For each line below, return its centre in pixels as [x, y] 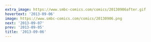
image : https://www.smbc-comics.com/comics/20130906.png [64, 18]
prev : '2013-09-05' [25, 28]
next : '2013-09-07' [25, 23]
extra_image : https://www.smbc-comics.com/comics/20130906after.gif [75, 9]
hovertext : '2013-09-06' [30, 14]
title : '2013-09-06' [26, 32]
